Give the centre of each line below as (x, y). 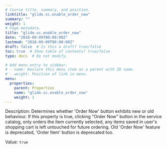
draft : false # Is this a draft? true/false (53, 47)
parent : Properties (34, 88)
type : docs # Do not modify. (37, 56)
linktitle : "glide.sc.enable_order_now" (48, 14)
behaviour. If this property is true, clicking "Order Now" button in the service (83, 117)
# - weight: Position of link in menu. (47, 74)
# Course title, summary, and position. (48, 10)
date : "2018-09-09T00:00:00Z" (37, 38)
